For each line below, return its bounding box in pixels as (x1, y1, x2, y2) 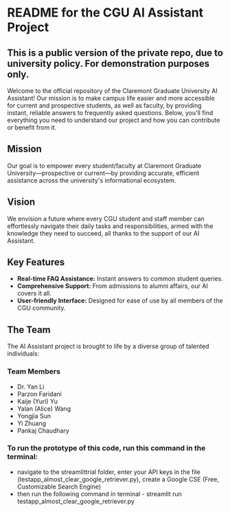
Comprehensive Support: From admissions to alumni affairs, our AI (16, 282, 208, 290)
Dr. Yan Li (16, 382, 45, 391)
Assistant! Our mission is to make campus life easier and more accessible (7, 94, 215, 102)
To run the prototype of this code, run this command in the (7, 443, 206, 453)
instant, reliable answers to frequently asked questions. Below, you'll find (7, 109, 214, 116)
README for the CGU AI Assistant (7, 5, 204, 21)
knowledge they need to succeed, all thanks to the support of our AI (7, 229, 200, 237)
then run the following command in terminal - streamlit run (16, 489, 182, 498)
